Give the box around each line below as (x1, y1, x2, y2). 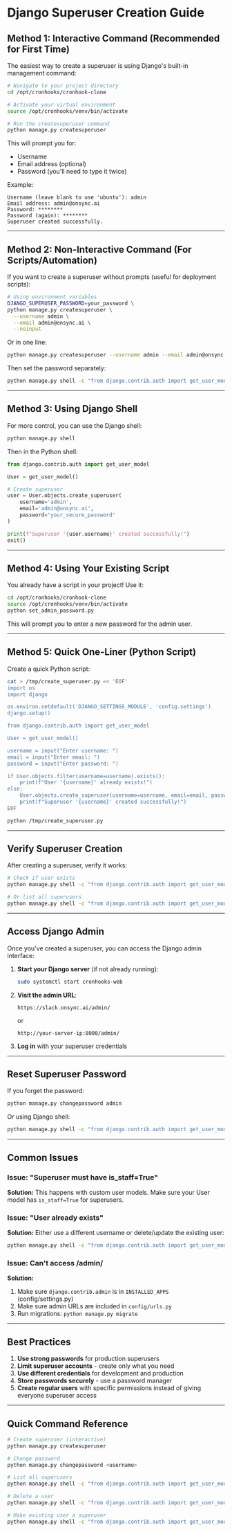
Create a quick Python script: (7, 665, 90, 673)
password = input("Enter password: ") (7, 760, 119, 767)
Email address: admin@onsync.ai (7, 200, 100, 207)
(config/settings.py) (17, 1295, 74, 1303)
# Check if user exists (7, 874, 76, 882)
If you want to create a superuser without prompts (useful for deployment (7, 273, 216, 281)
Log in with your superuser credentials (17, 1042, 128, 1050)
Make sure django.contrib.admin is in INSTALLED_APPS (17, 1288, 169, 1296)
